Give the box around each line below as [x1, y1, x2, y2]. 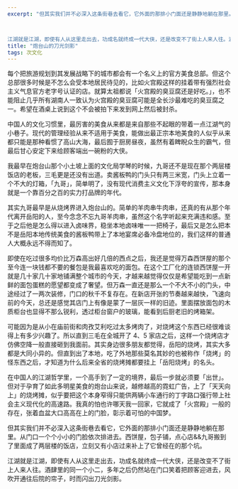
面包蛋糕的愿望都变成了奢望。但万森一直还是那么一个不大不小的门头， [19, 281, 225, 289]
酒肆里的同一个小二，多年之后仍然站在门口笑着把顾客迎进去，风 [44, 466, 231, 474]
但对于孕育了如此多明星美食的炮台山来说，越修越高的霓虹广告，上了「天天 [7, 382, 225, 391]
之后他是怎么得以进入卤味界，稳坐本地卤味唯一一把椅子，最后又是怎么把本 [13, 221, 231, 230]
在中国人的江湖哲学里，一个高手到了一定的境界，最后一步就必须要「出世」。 [7, 373, 228, 382]
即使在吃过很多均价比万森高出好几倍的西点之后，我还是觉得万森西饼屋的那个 [7, 254, 231, 263]
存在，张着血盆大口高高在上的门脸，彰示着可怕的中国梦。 [7, 409, 175, 417]
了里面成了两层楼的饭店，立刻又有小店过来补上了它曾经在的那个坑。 [7, 441, 206, 450]
